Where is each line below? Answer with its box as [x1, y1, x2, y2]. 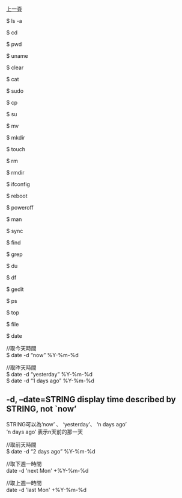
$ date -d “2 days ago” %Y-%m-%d [6, 447, 96, 455]
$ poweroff [6, 204, 34, 211]
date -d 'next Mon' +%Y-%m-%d [6, 467, 89, 474]
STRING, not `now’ [6, 404, 77, 414]
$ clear [6, 64, 24, 71]
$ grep [6, 251, 23, 258]
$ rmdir [6, 169, 25, 176]
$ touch [6, 146, 26, 152]
